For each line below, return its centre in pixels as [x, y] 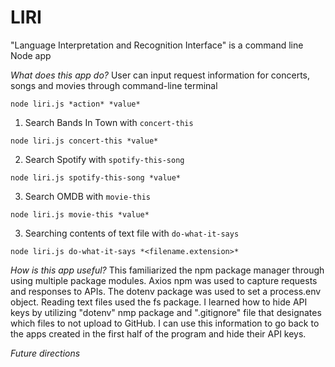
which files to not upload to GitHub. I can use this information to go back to [165, 323]
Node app [31, 55]
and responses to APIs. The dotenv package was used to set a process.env [166, 291]
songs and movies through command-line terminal [114, 85]
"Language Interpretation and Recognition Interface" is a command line [157, 45]
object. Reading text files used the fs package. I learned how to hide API [159, 302]
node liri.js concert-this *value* [84, 141]
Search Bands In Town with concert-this [109, 122]
